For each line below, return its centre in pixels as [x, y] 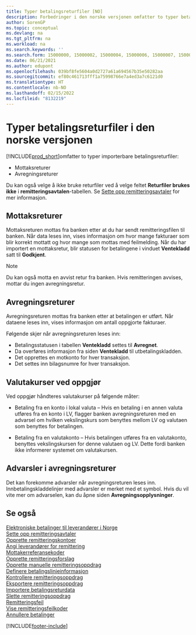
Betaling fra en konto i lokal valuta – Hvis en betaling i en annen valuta [98, 408]
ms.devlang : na [24, 33]
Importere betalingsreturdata [41, 589]
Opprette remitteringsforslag [40, 558]
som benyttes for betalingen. [49, 426]
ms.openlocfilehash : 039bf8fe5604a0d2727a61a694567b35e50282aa [85, 71]
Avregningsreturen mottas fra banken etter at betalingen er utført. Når [90, 316]
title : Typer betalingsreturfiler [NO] [55, 11]
